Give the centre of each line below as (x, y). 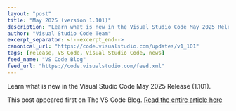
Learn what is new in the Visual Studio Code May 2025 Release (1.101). (109, 86)
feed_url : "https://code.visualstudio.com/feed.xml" (86, 66)
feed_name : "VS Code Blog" (47, 60)
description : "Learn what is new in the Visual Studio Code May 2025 (111, 27)
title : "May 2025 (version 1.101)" (59, 20)
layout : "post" (29, 14)
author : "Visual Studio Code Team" (59, 33)
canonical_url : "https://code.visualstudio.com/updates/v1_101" (103, 46)
